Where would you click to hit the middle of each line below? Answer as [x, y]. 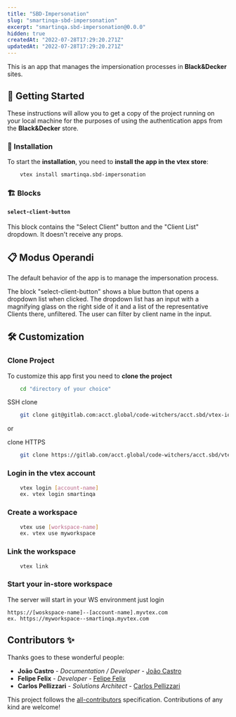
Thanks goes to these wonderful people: [66, 657]
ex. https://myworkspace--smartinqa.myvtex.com [78, 618]
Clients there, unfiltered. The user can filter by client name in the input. [110, 313]
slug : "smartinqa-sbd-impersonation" [63, 20]
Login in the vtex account [52, 473]
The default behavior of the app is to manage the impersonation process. [113, 278]
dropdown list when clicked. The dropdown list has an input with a [103, 299]
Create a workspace [42, 513]
